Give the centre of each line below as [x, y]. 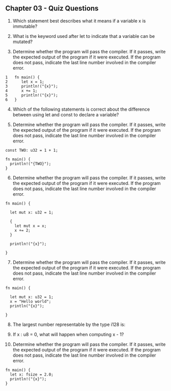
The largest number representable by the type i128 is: [69, 324]
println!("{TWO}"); [31, 163]
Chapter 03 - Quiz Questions [52, 8]
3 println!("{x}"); [32, 86]
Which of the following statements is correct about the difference [81, 109]
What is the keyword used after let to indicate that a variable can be [84, 36]
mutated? [23, 42]
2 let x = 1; [25, 81]
